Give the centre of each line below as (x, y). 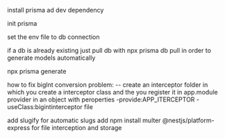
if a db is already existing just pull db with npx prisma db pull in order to (109, 50)
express (19, 128)
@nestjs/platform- (188, 120)
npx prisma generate (37, 71)
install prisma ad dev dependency (56, 10)
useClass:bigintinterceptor (45, 107)
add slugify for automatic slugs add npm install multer (84, 120)
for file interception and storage (76, 128)
